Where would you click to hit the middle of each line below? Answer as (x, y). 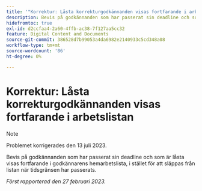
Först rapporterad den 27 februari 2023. (56, 181)
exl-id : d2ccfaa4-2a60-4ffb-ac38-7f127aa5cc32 (66, 29)
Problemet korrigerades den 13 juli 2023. (57, 145)
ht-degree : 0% (24, 56)
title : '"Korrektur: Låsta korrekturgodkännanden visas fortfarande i (96, 12)
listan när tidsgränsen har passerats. (51, 169)
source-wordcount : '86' (36, 51)
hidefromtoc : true (29, 23)
